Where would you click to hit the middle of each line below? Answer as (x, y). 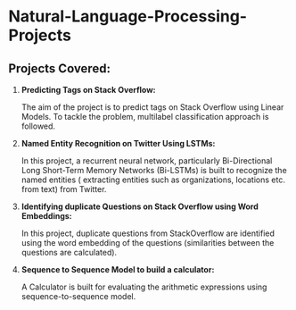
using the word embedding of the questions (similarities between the (148, 243)
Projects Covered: (59, 68)
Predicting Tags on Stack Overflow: (89, 90)
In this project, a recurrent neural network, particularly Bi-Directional (147, 161)
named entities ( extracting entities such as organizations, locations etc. (153, 180)
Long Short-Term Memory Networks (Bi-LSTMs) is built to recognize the (154, 170)
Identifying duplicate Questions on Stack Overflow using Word (140, 206)
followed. (38, 126)
